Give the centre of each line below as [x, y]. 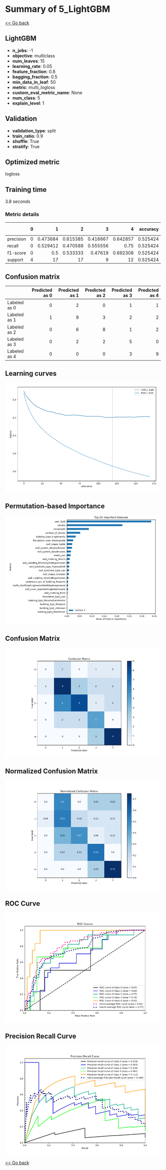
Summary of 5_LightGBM [58, 9]
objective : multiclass [34, 56]
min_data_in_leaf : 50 [34, 82]
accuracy [149, 229]
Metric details [22, 214]
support [15, 259]
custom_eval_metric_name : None [47, 92]
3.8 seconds [18, 201]
